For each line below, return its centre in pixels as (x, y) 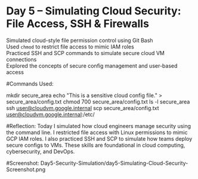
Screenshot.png (26, 169)
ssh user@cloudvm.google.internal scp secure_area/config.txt (83, 108)
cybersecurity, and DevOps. (41, 151)
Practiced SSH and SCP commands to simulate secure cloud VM (86, 53)
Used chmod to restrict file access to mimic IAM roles (70, 47)
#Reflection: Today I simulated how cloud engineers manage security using (99, 126)
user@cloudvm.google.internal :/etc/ (51, 114)
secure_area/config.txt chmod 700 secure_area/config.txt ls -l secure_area (98, 101)
